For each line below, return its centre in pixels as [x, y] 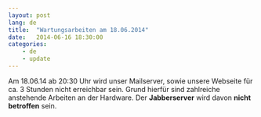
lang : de [22, 23]
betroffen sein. [33, 105]
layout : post [29, 15]
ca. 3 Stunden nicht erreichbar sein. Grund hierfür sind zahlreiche [114, 89]
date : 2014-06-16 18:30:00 [56, 37]
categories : [27, 44]
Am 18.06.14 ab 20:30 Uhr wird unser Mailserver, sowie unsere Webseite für [130, 81]
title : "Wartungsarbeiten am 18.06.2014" [78, 30]
